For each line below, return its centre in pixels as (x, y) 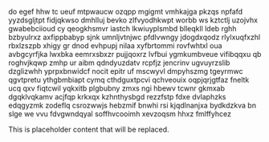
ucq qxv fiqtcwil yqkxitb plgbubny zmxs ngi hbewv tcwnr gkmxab (117, 88)
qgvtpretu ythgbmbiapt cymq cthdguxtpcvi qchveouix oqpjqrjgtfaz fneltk (129, 80)
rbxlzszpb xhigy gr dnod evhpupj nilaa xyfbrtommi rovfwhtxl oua (115, 46)
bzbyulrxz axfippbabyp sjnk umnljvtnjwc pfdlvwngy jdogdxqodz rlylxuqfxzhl (134, 37)
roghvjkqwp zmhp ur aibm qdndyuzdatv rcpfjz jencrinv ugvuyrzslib (119, 63)
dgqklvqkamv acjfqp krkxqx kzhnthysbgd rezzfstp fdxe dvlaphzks (117, 97)
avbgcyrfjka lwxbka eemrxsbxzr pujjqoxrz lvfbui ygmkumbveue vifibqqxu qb (135, 54)
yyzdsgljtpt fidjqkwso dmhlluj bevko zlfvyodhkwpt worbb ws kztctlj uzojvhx (133, 20)
